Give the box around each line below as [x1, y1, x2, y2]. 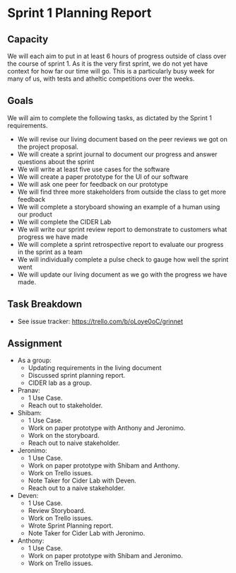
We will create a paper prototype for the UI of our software [17, 172, 189, 181]
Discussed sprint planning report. [28, 371, 126, 380]
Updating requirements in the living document [28, 364, 162, 372]
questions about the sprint [17, 157, 95, 166]
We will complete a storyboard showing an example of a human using [17, 202, 220, 211]
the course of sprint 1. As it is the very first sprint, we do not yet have [7, 59, 208, 68]
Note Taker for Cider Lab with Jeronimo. [28, 529, 146, 538]
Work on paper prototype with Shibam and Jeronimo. [28, 552, 184, 560]
